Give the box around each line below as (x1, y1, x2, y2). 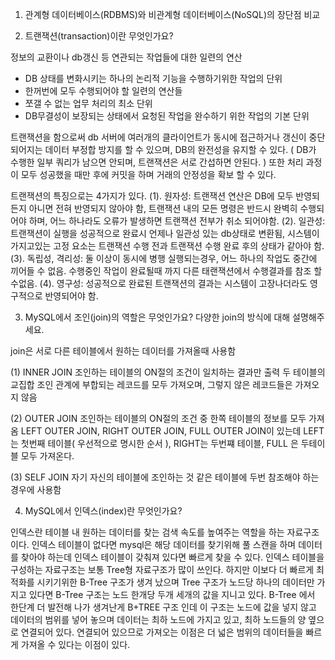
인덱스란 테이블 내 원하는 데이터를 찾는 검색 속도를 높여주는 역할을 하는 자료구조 (10, 526, 320, 538)
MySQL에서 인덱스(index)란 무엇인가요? (24, 505, 183, 517)
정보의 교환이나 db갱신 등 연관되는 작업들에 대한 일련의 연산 (10, 51, 243, 63)
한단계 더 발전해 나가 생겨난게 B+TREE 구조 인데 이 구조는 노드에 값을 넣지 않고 (10, 601, 317, 613)
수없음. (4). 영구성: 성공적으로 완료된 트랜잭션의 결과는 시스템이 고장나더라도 (10, 278, 308, 289)
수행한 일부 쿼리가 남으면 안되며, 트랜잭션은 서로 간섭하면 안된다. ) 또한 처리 (10, 156, 304, 168)
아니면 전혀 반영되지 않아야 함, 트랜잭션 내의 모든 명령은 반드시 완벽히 (28, 203, 298, 214)
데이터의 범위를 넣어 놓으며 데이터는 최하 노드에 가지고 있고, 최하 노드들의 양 (10, 614, 307, 625)
